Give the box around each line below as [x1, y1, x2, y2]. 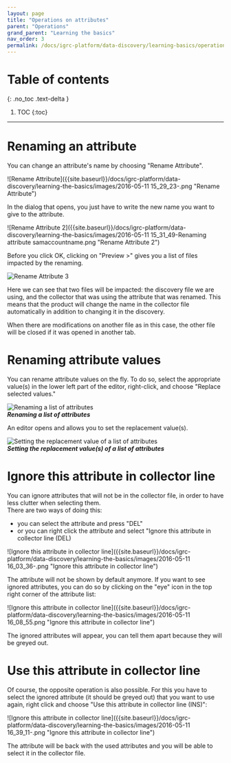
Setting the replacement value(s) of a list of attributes [7, 444, 165, 452]
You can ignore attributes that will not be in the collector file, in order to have [7, 491, 224, 500]
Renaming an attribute [7, 139, 137, 154]
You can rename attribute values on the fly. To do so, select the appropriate [7, 375, 221, 383]
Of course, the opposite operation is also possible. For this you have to [7, 685, 208, 693]
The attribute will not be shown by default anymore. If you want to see [7, 575, 206, 583]
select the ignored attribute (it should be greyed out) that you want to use [7, 693, 215, 701]
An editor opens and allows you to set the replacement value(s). [7, 423, 188, 431]
